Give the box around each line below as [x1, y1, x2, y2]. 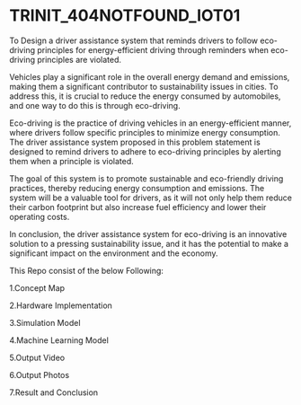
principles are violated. [37, 54, 122, 65]
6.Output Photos [9, 369, 70, 380]
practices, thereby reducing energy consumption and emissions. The [9, 182, 265, 193]
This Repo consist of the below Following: [9, 265, 164, 276]
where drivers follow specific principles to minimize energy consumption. [9, 127, 280, 137]
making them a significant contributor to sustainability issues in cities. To [9, 81, 279, 92]
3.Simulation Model [9, 317, 81, 328]
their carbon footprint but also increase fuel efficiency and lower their [9, 201, 267, 212]
